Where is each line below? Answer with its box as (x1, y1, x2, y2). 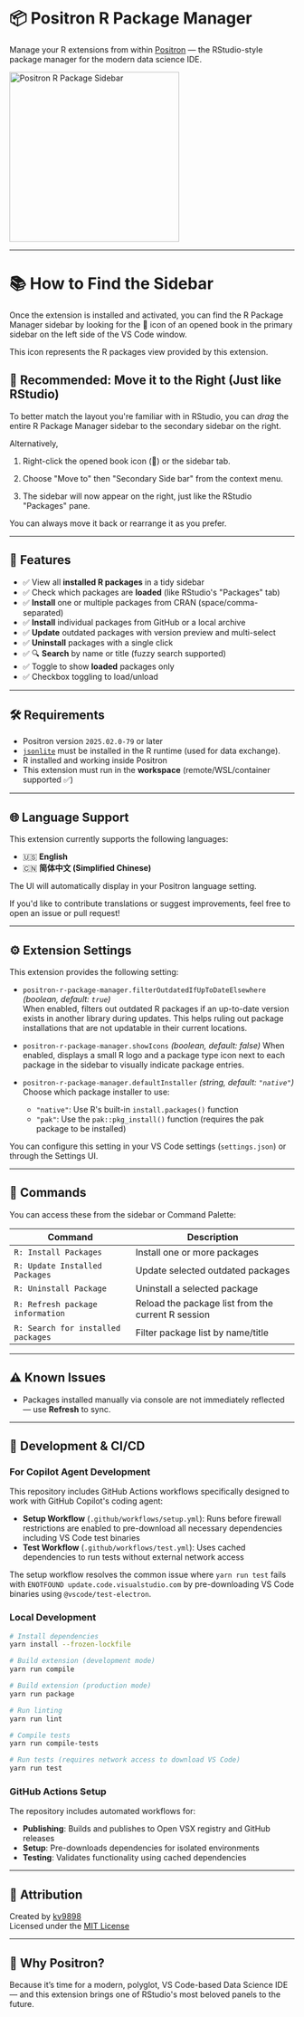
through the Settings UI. (9, 1150, 99, 1161)
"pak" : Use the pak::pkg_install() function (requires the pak (35, 1114, 264, 1124)
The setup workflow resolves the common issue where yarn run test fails (9, 1569, 287, 1581)
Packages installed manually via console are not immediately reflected (22, 1394, 285, 1405)
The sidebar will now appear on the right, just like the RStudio (22, 491, 252, 502)
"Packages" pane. (22, 500, 90, 511)
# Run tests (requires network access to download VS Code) (9, 1755, 242, 1764)
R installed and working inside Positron (22, 755, 167, 766)
